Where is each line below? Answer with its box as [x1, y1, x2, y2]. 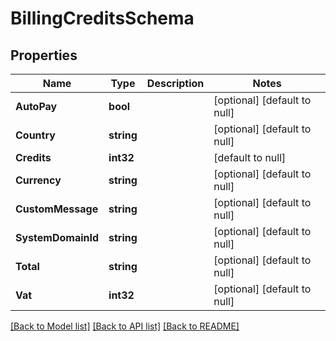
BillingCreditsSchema [10, 7, 195, 30]
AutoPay [15, 100, 58, 113]
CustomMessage [15, 202, 99, 216]
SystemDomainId [15, 231, 100, 244]
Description [146, 77, 205, 90]
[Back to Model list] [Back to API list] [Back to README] [10, 320, 240, 332]
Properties [10, 47, 78, 64]
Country [15, 128, 56, 142]
